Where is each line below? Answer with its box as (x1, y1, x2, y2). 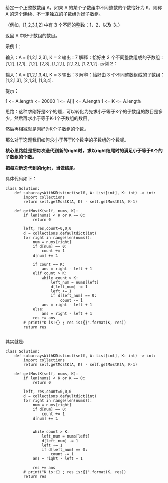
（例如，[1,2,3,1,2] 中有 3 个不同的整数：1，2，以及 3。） (5, 22, 123, 28)
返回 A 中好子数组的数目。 (5, 33, 60, 38)
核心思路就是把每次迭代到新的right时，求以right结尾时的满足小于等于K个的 (5, 148, 163, 153)
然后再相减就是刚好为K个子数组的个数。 (5, 126, 89, 132)
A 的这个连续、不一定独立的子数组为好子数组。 (5, 11, 103, 17)
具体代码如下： (5, 176, 37, 181)
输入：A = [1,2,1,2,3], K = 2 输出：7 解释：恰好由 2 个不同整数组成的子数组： (5, 54, 164, 60)
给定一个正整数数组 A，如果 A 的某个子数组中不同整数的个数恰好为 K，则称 (5, 5, 162, 10)
